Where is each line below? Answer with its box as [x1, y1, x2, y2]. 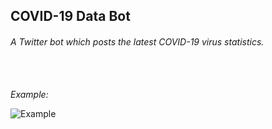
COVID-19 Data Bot [10, 8, 131, 25]
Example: [10, 88, 49, 100]
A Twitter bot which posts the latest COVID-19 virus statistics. [10, 35, 265, 48]
